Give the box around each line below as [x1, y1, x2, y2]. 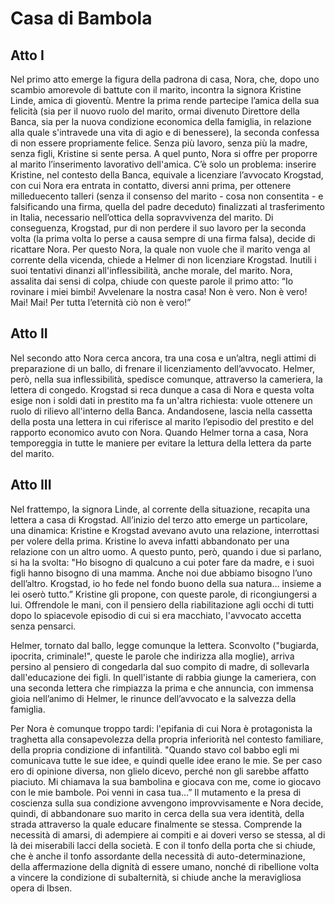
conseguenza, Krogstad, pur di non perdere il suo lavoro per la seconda [10, 222, 307, 234]
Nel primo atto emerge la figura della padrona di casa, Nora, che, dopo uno [10, 73, 320, 85]
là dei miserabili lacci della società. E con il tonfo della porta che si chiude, [10, 839, 316, 851]
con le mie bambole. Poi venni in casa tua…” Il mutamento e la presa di [10, 786, 302, 798]
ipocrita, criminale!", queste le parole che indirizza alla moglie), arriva [10, 650, 295, 662]
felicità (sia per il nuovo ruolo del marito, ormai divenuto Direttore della [10, 105, 300, 117]
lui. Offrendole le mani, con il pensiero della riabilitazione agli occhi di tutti [10, 598, 314, 611]
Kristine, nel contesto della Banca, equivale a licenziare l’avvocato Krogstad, [10, 169, 324, 181]
